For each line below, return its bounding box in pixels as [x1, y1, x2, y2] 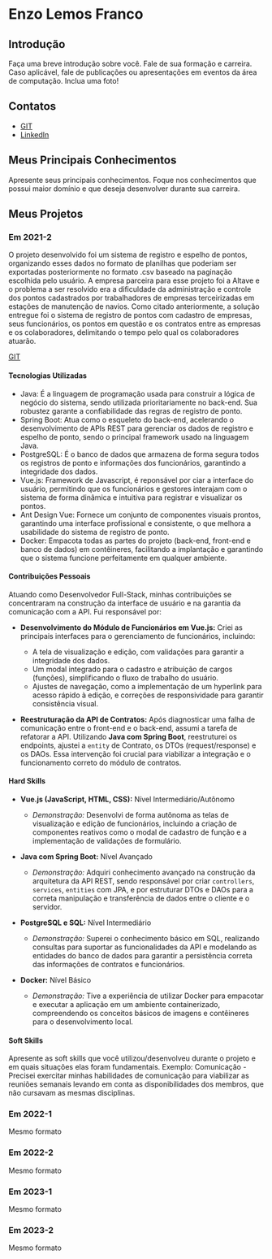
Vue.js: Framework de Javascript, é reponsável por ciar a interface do [19, 475, 254, 484]
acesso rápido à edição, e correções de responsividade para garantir [32, 690, 264, 700]
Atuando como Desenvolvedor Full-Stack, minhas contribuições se [8, 589, 232, 599]
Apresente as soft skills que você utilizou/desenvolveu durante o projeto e [8, 1053, 256, 1063]
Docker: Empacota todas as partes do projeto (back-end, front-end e [19, 536, 252, 545]
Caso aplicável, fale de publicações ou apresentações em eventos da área [8, 67, 257, 77]
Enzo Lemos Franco [8, 5, 144, 24]
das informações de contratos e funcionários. [32, 959, 185, 969]
